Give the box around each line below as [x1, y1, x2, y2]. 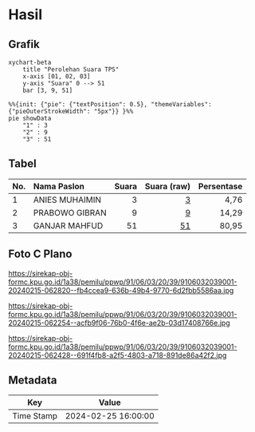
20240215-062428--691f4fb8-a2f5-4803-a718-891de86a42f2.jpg [8, 350, 227, 360]
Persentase [198, 180, 243, 192]
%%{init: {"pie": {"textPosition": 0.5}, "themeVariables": [8, 101, 213, 109]
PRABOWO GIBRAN [33, 207, 107, 218]
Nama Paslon [33, 180, 85, 192]
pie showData [8, 114, 52, 122]
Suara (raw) [144, 180, 191, 192]
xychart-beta [8, 58, 52, 66]
